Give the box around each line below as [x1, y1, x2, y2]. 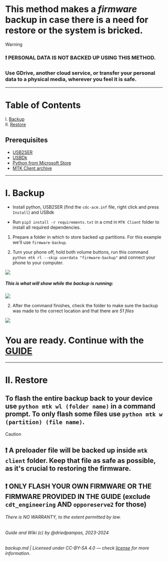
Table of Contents [5, 100, 81, 111]
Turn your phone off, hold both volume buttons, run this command [12, 249, 148, 255]
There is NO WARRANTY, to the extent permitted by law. [5, 514, 121, 520]
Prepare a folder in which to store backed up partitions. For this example [12, 234, 161, 240]
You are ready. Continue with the [5, 335, 144, 346]
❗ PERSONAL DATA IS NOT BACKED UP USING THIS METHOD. [5, 54, 156, 61]
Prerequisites [5, 136, 48, 145]
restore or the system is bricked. [5, 25, 143, 36]
